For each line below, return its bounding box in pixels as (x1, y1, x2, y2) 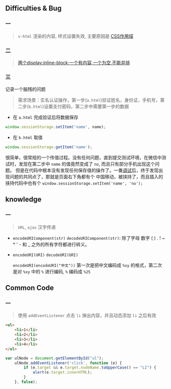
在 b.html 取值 (12, 134, 43, 141)
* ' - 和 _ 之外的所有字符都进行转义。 (12, 241, 90, 247)
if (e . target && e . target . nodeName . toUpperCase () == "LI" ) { (23, 365, 157, 370)
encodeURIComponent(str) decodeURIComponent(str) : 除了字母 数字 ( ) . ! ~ (12, 235, 165, 241)
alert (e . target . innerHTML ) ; (32, 370, 93, 375)
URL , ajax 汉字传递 (17, 224, 56, 230)
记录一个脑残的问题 (5, 86, 46, 93)
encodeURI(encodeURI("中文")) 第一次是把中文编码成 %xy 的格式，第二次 (12, 262, 162, 268)
